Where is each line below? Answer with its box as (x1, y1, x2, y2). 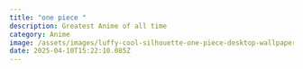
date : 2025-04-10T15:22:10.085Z (9, 47, 131, 56)
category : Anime (9, 30, 70, 39)
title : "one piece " (9, 13, 87, 22)
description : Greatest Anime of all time (9, 22, 168, 30)
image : (9, 38, 34, 47)
